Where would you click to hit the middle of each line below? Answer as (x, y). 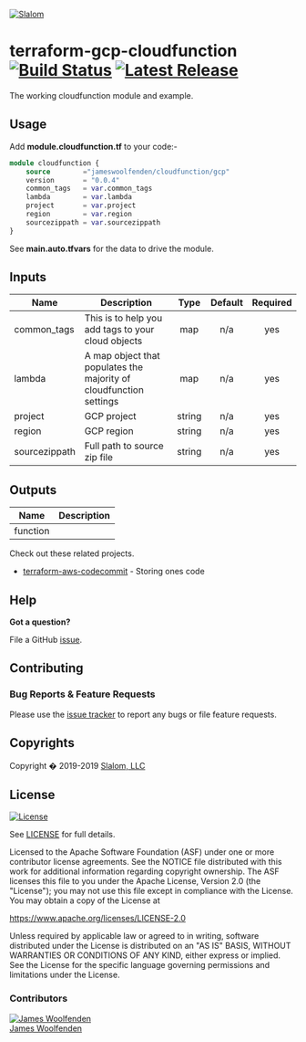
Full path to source (124, 446)
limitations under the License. (65, 975)
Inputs (28, 277)
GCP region (109, 431)
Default (227, 303)
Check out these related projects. (72, 553)
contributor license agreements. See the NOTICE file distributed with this (146, 862)
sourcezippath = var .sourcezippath (93, 222)
